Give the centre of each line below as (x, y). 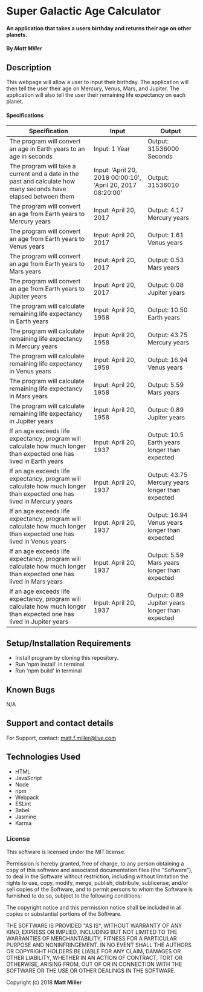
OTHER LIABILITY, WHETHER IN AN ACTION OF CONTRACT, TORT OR (94, 958)
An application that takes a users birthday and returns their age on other (99, 28)
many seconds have (38, 189)
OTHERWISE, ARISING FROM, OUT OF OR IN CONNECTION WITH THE (94, 964)
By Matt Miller (24, 48)
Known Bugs (31, 690)
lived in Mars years (36, 582)
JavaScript (28, 778)
